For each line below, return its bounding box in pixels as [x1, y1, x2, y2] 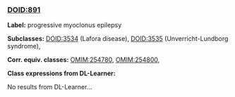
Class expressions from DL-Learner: [7, 69, 116, 78]
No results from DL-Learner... [7, 83, 92, 91]
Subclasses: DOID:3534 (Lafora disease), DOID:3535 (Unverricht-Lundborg [7, 34, 229, 43]
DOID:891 [7, 5, 41, 15]
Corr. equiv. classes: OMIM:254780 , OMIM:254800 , [7, 56, 160, 64]
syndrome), [7, 42, 41, 51]
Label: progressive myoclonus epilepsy [7, 21, 122, 30]
